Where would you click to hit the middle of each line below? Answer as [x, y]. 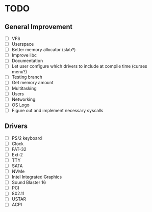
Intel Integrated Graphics [37, 177]
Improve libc [24, 55]
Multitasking [24, 88]
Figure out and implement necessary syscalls [57, 110]
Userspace [23, 44]
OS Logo [21, 105]
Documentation [27, 61]
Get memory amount [32, 83]
